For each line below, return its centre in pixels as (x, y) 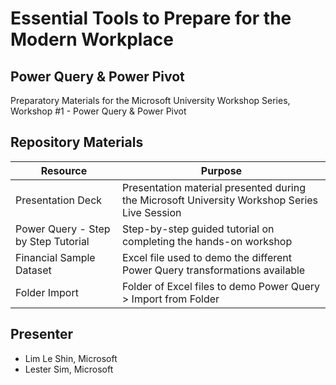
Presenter (42, 334)
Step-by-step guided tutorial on (198, 229)
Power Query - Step (63, 229)
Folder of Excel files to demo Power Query (220, 286)
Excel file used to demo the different (207, 257)
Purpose (221, 170)
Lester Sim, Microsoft (69, 369)
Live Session (151, 212)
